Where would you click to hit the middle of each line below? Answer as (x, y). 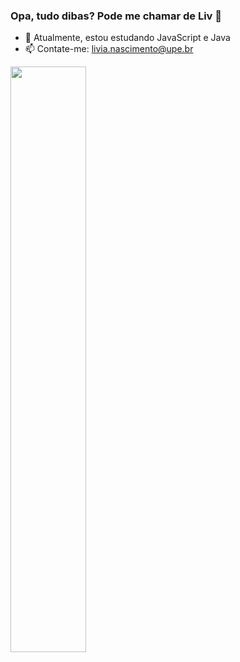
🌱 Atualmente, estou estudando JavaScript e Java (127, 38)
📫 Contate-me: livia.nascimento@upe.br (109, 49)
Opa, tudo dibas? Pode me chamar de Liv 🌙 (116, 16)
